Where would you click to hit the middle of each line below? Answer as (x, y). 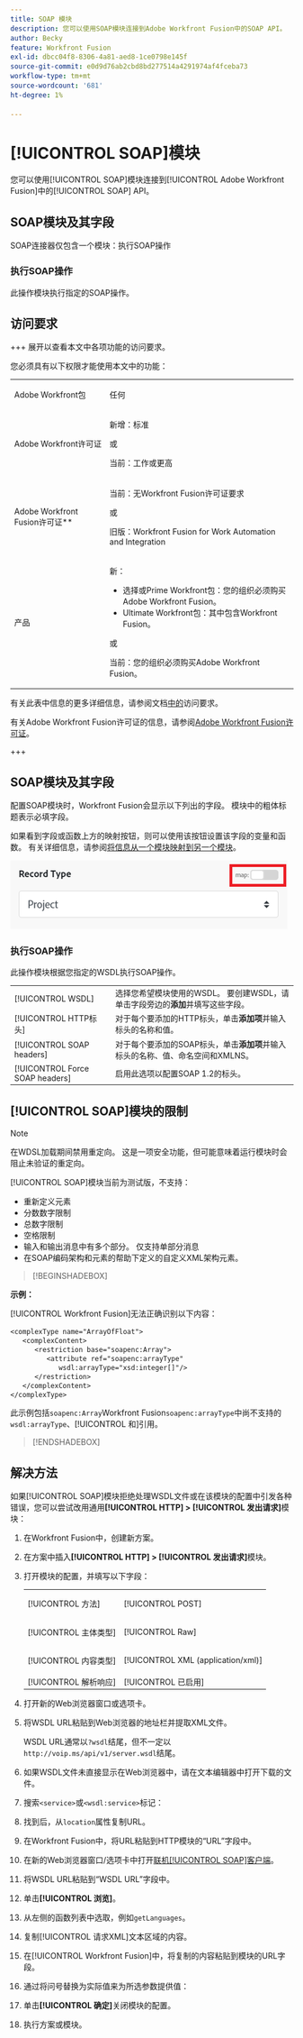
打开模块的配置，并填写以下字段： (86, 1576)
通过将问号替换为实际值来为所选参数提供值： (106, 1987)
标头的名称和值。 (147, 1030)
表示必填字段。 (45, 817)
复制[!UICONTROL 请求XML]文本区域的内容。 (107, 1937)
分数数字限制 (47, 1213)
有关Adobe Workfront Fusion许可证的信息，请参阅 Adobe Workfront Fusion (148, 722)
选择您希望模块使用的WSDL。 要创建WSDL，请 (202, 993)
